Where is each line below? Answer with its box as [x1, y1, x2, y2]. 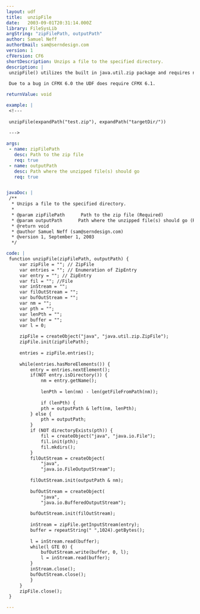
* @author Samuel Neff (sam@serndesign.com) [11, 229, 124, 235]
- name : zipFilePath [8, 147, 60, 152]
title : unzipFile [6, 14, 52, 20]
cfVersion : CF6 [6, 53, 44, 59]
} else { [30, 411, 52, 417]
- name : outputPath [8, 163, 58, 169]
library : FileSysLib [6, 25, 58, 32]
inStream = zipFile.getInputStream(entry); [30, 522, 140, 528]
